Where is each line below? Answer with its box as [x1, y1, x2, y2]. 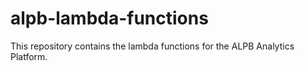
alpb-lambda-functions [10, 7, 209, 30]
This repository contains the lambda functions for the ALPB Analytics [10, 40, 295, 52]
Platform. [10, 50, 48, 62]
